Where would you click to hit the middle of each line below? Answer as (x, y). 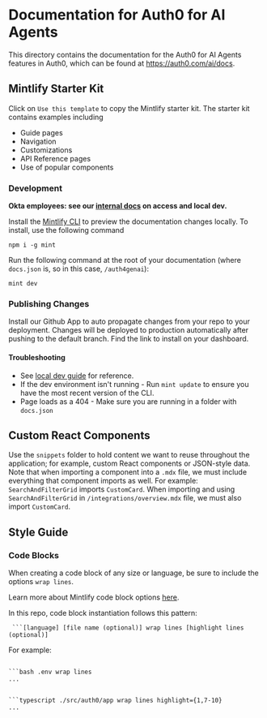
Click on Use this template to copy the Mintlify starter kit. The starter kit (129, 108)
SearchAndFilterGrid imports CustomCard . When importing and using (122, 489)
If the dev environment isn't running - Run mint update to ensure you (134, 384)
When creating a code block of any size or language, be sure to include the (133, 573)
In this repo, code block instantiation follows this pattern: (103, 613)
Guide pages (41, 132)
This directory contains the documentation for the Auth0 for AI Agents (125, 54)
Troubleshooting (37, 357)
